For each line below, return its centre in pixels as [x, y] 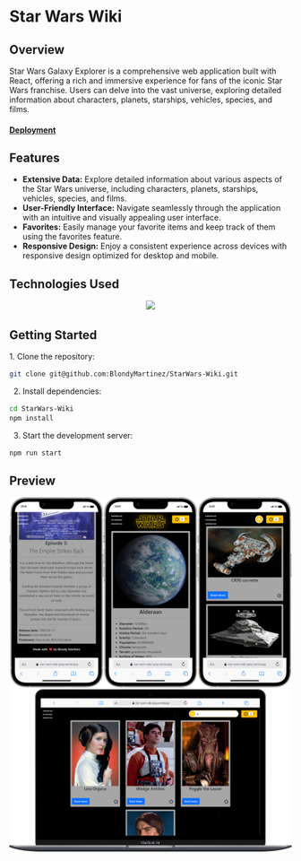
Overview [37, 50]
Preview [33, 480]
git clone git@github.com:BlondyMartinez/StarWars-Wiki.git [124, 374]
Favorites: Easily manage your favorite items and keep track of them [149, 227]
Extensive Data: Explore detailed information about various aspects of [152, 179]
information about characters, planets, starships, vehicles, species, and [141, 100]
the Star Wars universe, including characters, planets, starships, [140, 189]
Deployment [33, 130]
